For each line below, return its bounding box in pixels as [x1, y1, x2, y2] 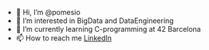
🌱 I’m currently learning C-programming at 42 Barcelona [15, 25, 201, 33]
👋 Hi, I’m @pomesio [15, 8, 81, 17]
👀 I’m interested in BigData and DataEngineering [15, 16, 174, 25]
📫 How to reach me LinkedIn [15, 33, 112, 43]
